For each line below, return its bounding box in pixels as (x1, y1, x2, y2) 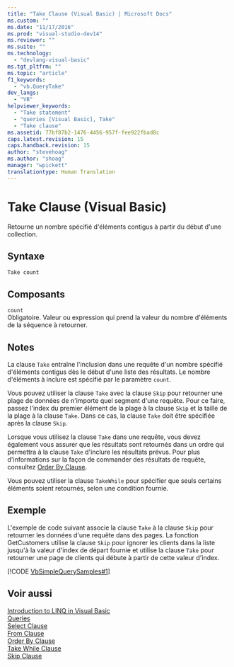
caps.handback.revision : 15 (7, 142, 90, 149)
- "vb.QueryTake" (13, 83, 65, 90)
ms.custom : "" (7, 17, 49, 24)
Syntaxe (7, 250, 45, 262)
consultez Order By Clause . (7, 463, 88, 471)
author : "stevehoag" (7, 149, 69, 156)
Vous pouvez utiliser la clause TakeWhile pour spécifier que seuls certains (7, 477, 222, 485)
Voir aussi (7, 588, 52, 600)
